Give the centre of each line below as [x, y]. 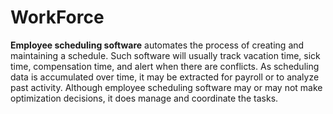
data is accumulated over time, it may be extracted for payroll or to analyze [165, 77]
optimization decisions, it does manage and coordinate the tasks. [144, 98]
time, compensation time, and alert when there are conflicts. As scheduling [165, 66]
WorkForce [57, 17]
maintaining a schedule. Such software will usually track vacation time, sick [165, 55]
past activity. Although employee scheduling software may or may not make [166, 87]
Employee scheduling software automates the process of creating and [157, 45]
